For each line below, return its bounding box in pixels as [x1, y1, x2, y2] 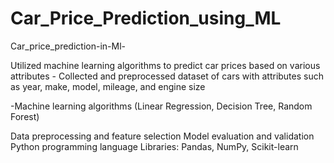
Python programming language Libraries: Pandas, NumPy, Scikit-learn [10, 140, 299, 152]
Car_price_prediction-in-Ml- [10, 40, 126, 52]
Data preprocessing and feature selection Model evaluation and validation [10, 130, 315, 142]
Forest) [10, 110, 40, 122]
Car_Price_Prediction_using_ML [10, 7, 282, 30]
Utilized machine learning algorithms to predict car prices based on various [10, 59, 321, 71]
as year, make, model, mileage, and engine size [10, 80, 206, 92]
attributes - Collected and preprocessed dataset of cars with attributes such [10, 70, 324, 82]
